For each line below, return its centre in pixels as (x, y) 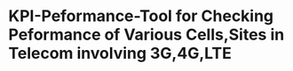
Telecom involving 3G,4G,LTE (120, 53)
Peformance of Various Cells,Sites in (146, 35)
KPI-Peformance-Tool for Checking (141, 16)
